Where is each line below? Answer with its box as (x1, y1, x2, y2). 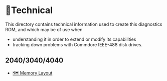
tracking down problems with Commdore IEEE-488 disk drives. (12, 41, 143, 47)
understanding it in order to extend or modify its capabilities (12, 36, 136, 42)
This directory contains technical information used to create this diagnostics (5, 21, 162, 27)
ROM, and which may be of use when (5, 26, 83, 32)
